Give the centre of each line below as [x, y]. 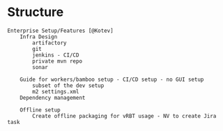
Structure [36, 12]
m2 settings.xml [56, 91]
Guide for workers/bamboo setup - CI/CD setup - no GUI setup [112, 79]
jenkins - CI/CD [56, 55]
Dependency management [53, 98]
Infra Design [39, 37]
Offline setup [40, 110]
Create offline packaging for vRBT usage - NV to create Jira [124, 116]
